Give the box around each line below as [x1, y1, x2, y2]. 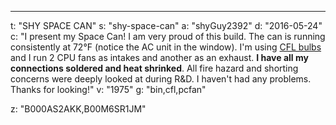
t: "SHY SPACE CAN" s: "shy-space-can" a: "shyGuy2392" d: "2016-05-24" [10, 20, 323, 31]
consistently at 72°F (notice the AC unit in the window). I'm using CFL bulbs [10, 41, 322, 53]
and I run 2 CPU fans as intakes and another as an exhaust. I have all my [10, 52, 309, 63]
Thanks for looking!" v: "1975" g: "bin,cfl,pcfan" [10, 84, 207, 95]
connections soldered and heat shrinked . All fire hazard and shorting [10, 62, 299, 74]
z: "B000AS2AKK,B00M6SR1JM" [10, 103, 147, 115]
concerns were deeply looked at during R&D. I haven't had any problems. [10, 73, 312, 85]
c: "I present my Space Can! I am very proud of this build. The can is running [10, 31, 326, 42]
